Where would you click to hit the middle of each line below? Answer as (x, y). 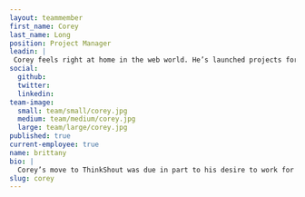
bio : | (22, 161)
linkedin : (36, 94)
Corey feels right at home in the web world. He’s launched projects (148, 60)
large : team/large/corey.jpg (73, 128)
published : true (40, 136)
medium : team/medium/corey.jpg (77, 119)
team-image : (32, 102)
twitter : (34, 85)
